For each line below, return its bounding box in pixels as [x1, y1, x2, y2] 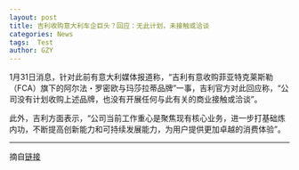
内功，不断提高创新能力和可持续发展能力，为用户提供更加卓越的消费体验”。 [9, 124, 287, 134]
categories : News [9, 29, 74, 38]
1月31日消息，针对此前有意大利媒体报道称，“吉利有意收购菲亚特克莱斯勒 [9, 72, 274, 83]
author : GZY [9, 46, 53, 55]
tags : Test [9, 37, 53, 47]
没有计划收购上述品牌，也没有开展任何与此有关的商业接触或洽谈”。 [16, 94, 263, 105]
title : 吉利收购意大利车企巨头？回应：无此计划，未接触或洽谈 [9, 21, 210, 30]
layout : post [9, 12, 58, 22]
